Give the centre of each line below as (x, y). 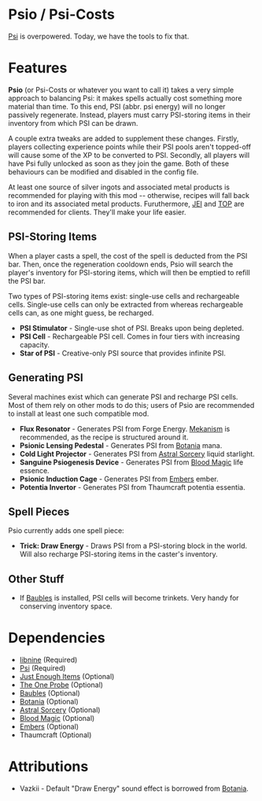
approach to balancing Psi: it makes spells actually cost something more (125, 98)
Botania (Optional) (49, 702)
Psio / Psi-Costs (62, 15)
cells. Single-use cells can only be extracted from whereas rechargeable (126, 304)
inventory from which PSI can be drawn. (73, 123)
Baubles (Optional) (50, 693)
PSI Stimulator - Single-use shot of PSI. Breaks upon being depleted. (131, 328)
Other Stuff (36, 579)
